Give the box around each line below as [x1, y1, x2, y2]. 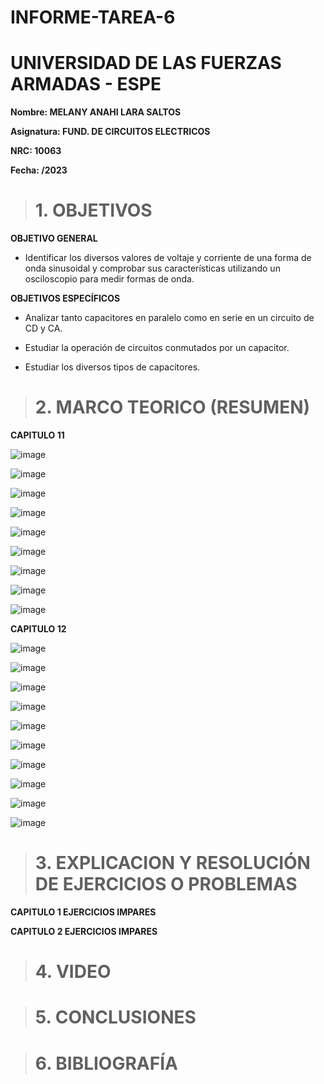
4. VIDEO [34, 961, 112, 983]
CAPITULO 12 [10, 623, 67, 635]
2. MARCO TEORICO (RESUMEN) [34, 396, 311, 419]
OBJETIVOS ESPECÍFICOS [10, 292, 121, 305]
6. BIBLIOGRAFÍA [34, 1052, 178, 1075]
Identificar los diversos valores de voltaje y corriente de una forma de [24, 252, 312, 264]
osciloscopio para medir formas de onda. [24, 273, 195, 285]
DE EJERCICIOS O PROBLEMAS [34, 873, 298, 896]
